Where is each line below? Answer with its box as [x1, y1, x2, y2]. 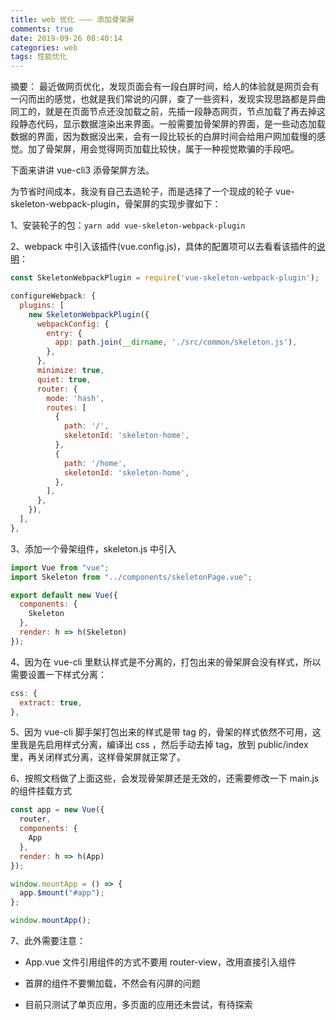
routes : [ [46, 402, 87, 413]
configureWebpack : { [10, 291, 97, 301]
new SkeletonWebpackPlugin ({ [28, 309, 150, 320]
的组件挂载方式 [10, 785, 72, 797]
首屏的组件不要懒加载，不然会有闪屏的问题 [24, 977, 201, 989]
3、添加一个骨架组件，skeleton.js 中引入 [10, 542, 177, 555]
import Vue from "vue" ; [10, 562, 110, 573]
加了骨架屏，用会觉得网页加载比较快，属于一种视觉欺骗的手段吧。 [27, 143, 300, 155]
